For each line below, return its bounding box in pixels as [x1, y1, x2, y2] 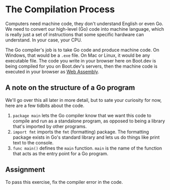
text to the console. [12, 139, 54, 145]
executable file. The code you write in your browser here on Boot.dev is [5, 57, 156, 64]
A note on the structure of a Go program [5, 83, 135, 92]
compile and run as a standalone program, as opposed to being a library [12, 118, 165, 124]
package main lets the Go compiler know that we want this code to [12, 112, 152, 118]
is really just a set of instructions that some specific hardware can [5, 31, 144, 37]
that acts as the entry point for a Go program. [12, 150, 109, 157]
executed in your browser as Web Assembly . [5, 68, 99, 75]
